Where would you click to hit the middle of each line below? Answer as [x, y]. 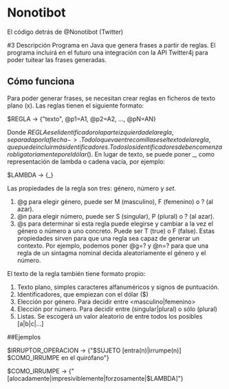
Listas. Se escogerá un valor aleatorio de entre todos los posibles [110, 316]
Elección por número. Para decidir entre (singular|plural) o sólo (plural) [117, 309]
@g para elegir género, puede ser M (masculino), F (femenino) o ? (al [115, 201]
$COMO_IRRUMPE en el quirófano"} [58, 357]
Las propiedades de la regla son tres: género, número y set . [92, 188]
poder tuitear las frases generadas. [57, 59]
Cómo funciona [41, 82]
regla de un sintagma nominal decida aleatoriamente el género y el [111, 252]
